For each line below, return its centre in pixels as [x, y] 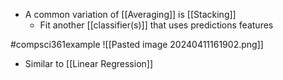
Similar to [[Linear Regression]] [89, 63]
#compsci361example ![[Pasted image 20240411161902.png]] [137, 44]
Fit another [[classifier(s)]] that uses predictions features [156, 25]
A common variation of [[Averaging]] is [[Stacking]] [130, 14]
